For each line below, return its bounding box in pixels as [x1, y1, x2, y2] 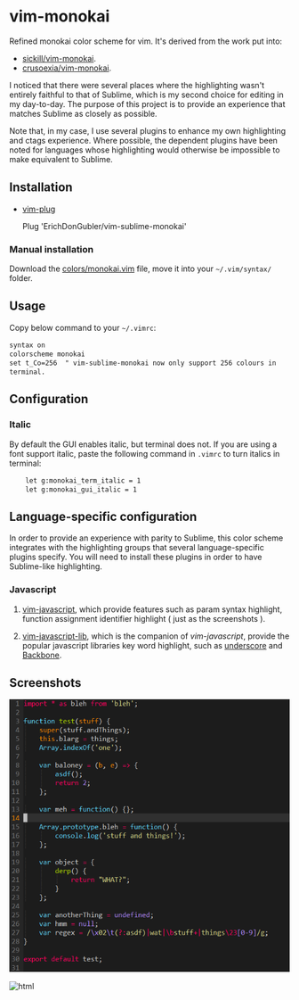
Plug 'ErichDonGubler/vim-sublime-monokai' [21, 220, 187, 231]
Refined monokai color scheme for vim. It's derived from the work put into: [9, 36, 283, 46]
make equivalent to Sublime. [9, 153, 113, 164]
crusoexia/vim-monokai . [21, 62, 112, 73]
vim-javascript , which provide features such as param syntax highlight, [21, 604, 283, 615]
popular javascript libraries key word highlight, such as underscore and [21, 640, 283, 650]
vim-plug [21, 203, 56, 214]
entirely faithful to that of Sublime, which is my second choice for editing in [9, 89, 285, 100]
